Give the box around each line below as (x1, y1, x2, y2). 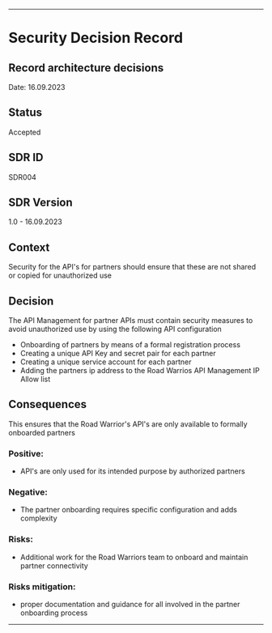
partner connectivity (19, 560, 89, 571)
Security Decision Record (8, 29, 184, 47)
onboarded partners (8, 427, 75, 437)
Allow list (19, 374, 51, 384)
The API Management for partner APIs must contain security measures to (8, 316, 253, 325)
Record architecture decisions (8, 61, 164, 74)
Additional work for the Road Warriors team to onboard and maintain (19, 552, 249, 562)
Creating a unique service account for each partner (19, 357, 192, 367)
